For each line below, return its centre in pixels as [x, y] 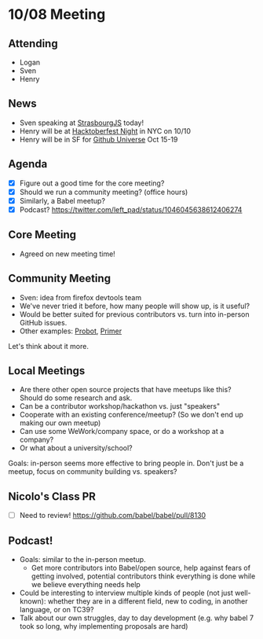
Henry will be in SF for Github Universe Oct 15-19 [99, 139]
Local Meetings [47, 371]
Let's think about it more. [48, 346]
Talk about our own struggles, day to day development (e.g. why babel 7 [136, 618]
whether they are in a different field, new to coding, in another [148, 601]
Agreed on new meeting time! [67, 254]
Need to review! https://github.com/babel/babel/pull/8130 [113, 516]
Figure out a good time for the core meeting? [92, 183]
